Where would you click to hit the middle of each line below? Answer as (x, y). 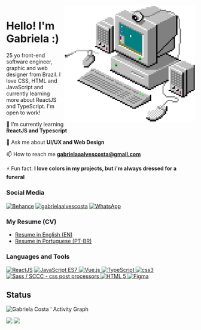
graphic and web (27, 68)
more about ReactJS (31, 99)
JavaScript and (25, 87)
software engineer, (29, 62)
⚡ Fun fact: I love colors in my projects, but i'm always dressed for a (92, 168)
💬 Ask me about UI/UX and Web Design (55, 142)
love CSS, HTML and (32, 81)
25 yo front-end (26, 55)
